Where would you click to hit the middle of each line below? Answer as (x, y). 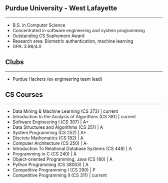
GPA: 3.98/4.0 (27, 46)
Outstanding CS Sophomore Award (48, 36)
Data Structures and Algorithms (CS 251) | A (58, 127)
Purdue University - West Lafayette (61, 8)
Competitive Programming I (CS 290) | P (54, 170)
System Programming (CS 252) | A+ (49, 133)
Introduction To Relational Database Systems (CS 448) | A (72, 149)
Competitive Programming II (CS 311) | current (60, 175)
